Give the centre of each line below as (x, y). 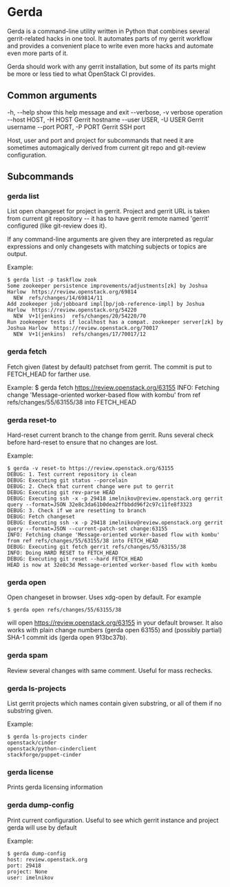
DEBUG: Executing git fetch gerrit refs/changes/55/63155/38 (97, 547)
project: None (28, 871)
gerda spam (28, 655)
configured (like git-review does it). (57, 226)
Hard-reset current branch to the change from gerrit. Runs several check (111, 435)
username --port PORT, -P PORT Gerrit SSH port (76, 127)
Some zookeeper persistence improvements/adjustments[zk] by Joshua (107, 286)
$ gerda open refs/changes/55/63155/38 (64, 610)
